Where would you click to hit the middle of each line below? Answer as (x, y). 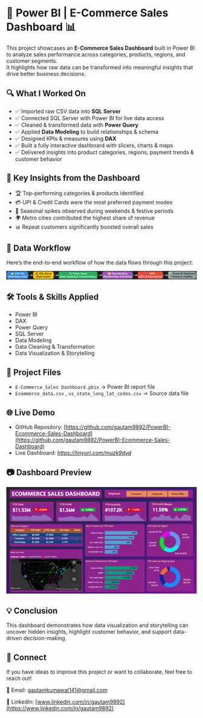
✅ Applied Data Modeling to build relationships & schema (87, 132)
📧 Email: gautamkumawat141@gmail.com (57, 690)
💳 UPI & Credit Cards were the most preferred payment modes (94, 202)
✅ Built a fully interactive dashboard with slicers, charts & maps (94, 145)
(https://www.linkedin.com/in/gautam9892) (60, 708)
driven (14, 638)
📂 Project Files (34, 372)
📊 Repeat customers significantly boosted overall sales (84, 227)
